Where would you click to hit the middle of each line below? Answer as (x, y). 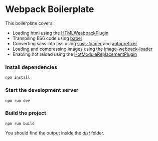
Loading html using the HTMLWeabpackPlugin (60, 33)
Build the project (26, 113)
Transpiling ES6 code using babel (47, 38)
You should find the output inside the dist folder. (55, 133)
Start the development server (42, 90)
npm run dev (18, 101)
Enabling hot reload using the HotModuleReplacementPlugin (74, 54)
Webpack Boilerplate (50, 9)
